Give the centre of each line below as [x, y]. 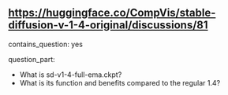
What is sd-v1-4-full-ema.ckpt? [71, 75]
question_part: [32, 59]
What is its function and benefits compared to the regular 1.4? [120, 82]
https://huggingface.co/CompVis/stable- [112, 13]
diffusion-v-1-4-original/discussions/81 [108, 26]
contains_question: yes [45, 44]
